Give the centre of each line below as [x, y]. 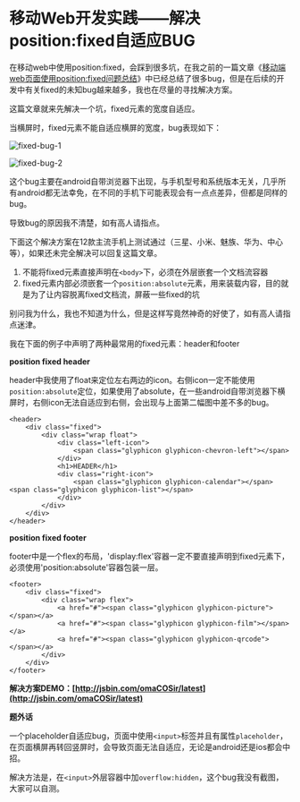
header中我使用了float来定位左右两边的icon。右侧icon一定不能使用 [133, 380]
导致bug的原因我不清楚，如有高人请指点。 [87, 222]
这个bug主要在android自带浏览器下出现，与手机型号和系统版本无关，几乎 [144, 181]
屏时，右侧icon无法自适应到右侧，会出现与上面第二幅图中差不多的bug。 [142, 402]
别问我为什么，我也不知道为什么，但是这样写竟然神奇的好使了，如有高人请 [146, 313]
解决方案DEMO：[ [42, 688]
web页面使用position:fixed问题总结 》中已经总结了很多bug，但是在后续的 [143, 78]
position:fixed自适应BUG [102, 41]
